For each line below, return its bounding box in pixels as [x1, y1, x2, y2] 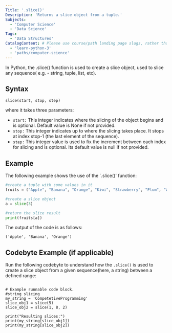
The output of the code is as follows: [5, 225, 83, 231]
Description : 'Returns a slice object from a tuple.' [5, 12, 123, 17]
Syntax [5, 84, 29, 93]
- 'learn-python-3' [10, 46, 52, 51]
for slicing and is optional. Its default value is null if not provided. [12, 144, 149, 150]
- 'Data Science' [10, 27, 47, 32]
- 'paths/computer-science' [10, 50, 70, 55]
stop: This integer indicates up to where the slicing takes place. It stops [12, 128, 164, 134]
